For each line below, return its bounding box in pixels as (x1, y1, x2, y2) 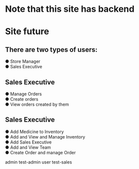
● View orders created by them (5, 102, 69, 107)
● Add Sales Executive (5, 139, 52, 145)
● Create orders (5, 96, 38, 102)
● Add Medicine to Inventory (5, 129, 64, 135)
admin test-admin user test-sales (5, 159, 72, 165)
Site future (5, 26, 49, 37)
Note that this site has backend (5, 3, 135, 15)
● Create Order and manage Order (5, 149, 76, 155)
